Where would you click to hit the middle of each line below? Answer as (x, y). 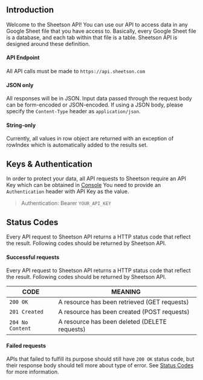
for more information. (33, 372)
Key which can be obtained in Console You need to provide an (84, 185)
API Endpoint (23, 57)
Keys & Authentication (49, 164)
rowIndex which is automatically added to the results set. (77, 145)
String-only (21, 125)
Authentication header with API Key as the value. (68, 192)
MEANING (126, 292)
